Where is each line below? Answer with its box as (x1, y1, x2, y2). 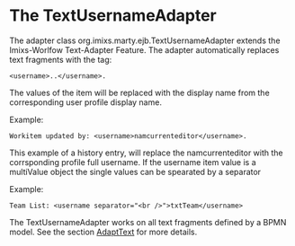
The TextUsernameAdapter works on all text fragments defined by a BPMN (9, 216, 287, 227)
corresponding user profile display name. (9, 96, 162, 108)
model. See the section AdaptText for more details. (9, 226, 198, 237)
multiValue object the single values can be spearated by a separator (9, 166, 262, 177)
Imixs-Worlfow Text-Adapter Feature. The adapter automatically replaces (9, 44, 280, 55)
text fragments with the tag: (9, 54, 112, 65)
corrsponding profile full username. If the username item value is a (9, 156, 256, 167)
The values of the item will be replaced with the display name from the (9, 87, 270, 98)
